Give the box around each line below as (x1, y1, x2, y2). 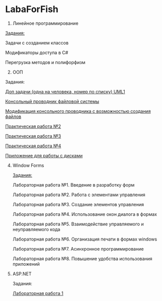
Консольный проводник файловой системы (5, 98, 99, 104)
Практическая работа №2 (5, 123, 62, 129)
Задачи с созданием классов (5, 39, 69, 46)
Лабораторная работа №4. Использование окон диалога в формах (12, 211, 157, 217)
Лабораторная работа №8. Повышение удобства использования (12, 256, 152, 262)
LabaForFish (5, 4, 59, 15)
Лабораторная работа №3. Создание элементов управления (12, 201, 144, 207)
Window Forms (12, 162, 44, 168)
